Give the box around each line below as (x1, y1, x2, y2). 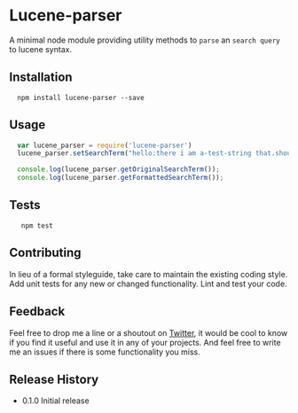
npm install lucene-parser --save (17, 93, 145, 102)
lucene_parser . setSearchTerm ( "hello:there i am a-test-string (17, 149, 252, 158)
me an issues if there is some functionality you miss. (9, 347, 201, 357)
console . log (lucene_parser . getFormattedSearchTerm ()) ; (17, 174, 224, 183)
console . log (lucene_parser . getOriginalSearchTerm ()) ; (17, 165, 220, 174)
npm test (20, 221, 53, 230)
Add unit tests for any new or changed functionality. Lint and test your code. (9, 278, 287, 289)
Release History (9, 371, 99, 386)
